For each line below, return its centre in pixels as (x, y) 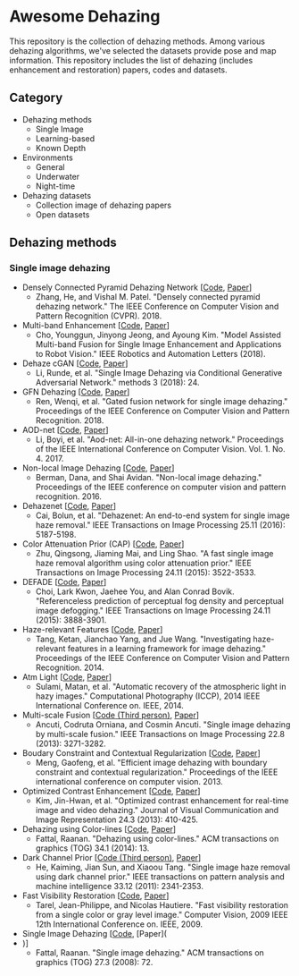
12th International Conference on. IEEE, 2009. (119, 924)
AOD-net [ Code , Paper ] (65, 430)
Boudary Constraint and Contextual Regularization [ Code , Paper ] (141, 753)
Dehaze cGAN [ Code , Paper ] (75, 363)
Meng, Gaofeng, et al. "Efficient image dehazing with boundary (151, 763)
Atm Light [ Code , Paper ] (67, 677)
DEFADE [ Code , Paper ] (64, 582)
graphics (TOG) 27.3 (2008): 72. (94, 963)
